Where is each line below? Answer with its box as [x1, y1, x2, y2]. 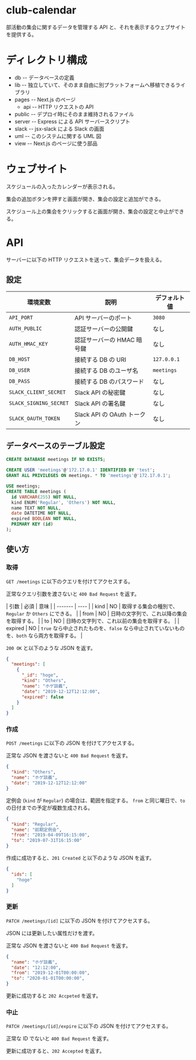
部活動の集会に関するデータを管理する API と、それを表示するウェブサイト [6, 23, 185, 30]
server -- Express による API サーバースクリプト [14, 118, 131, 125]
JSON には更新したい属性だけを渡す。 [6, 930, 98, 937]
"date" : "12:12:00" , [11, 965, 61, 970]
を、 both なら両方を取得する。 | [6, 632, 83, 639]
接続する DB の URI [74, 355, 127, 363]
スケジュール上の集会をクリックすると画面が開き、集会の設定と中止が [6, 208, 174, 215]
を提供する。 [6, 30, 37, 38]
